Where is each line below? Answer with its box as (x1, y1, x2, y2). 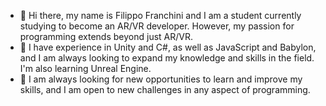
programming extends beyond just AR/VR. (19, 31, 193, 42)
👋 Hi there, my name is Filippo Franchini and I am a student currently (19, 10, 302, 21)
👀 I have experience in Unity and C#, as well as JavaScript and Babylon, (19, 41, 317, 53)
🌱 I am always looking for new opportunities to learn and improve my (19, 73, 303, 85)
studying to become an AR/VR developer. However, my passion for (19, 20, 295, 32)
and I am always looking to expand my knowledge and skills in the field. (19, 52, 315, 64)
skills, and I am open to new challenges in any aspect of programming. (19, 84, 311, 95)
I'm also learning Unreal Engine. (19, 63, 152, 74)
